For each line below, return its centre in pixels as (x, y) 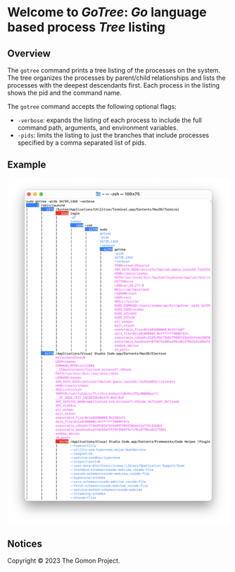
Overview (29, 53)
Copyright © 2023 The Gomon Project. (64, 561)
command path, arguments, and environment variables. (97, 127)
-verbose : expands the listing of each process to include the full (109, 120)
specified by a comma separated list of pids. (82, 143)
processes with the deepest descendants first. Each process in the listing (114, 85)
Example (27, 165)
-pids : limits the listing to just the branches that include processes (113, 135)
